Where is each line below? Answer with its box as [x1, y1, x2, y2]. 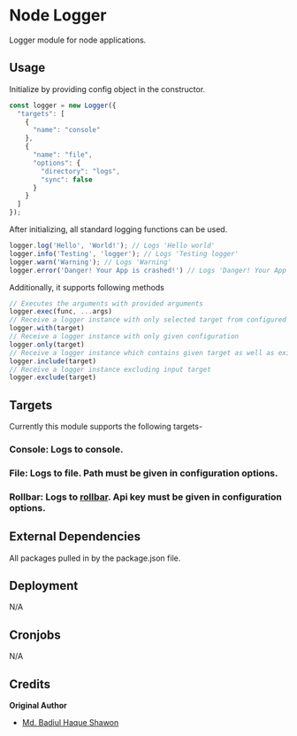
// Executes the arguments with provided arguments [9, 298, 203, 308]
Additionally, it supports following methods [9, 282, 165, 292]
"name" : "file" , [32, 151, 93, 159]
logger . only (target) [9, 340, 86, 349]
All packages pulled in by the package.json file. [9, 553, 181, 563]
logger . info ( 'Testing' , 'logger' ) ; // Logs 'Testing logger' [9, 249, 240, 258]
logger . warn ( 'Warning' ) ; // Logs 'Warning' [9, 258, 172, 267]
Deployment [9, 578, 79, 593]
